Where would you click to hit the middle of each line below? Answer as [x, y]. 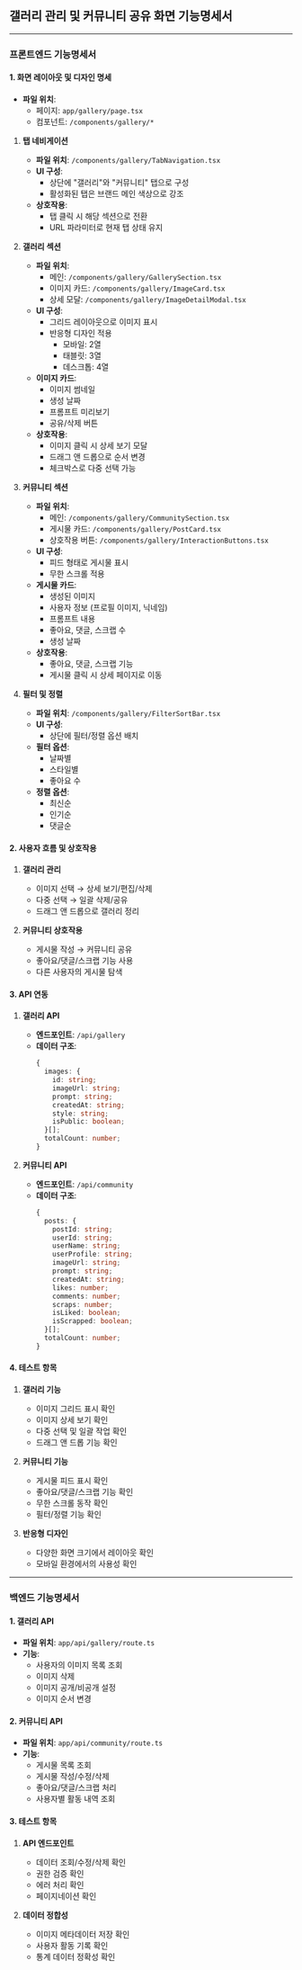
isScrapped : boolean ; [93, 1321]
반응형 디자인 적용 [80, 333]
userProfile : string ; [93, 1254]
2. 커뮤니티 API [36, 1721]
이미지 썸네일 [72, 389]
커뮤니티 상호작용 [53, 930]
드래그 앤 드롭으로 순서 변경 [97, 456]
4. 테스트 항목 [33, 1368]
